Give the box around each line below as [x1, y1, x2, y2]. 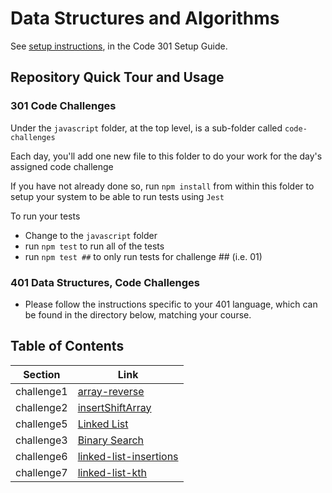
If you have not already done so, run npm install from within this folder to [10, 180, 315, 192]
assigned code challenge [10, 160, 114, 172]
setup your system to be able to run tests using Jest [10, 190, 225, 202]
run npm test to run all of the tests [24, 240, 165, 252]
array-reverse [77, 384, 145, 398]
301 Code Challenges [10, 99, 117, 113]
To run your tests [10, 210, 81, 222]
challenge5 [15, 417, 68, 431]
